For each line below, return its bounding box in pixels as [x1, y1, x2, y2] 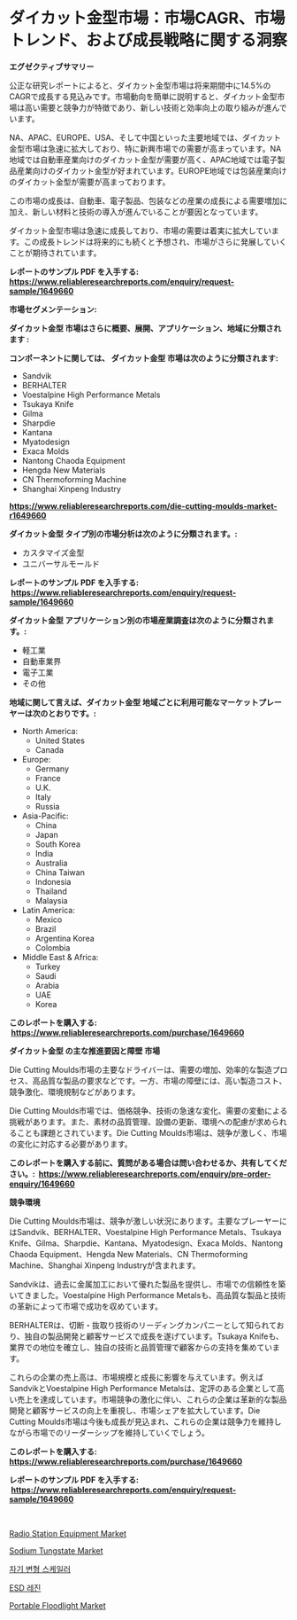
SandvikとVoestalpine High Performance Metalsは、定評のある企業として [9, 1382, 277, 1393]
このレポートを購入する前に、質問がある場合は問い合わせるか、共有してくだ [9, 1157, 287, 1168]
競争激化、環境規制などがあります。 [9, 1086, 141, 1097]
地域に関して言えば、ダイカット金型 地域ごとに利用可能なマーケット [9, 697, 259, 708]
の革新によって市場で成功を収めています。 [9, 1301, 164, 1311]
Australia [34, 857, 68, 868]
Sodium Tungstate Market [9, 1545, 103, 1556]
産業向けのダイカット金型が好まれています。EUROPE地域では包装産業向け [16, 165, 287, 176]
